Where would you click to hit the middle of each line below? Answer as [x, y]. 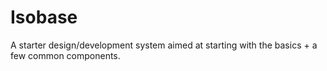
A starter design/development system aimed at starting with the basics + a [164, 45]
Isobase [44, 17]
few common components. [65, 55]
